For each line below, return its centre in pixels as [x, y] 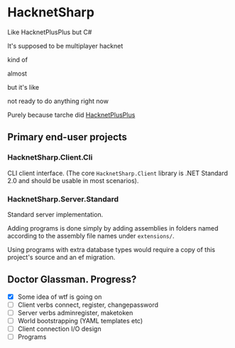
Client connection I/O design [59, 329]
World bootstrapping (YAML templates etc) [80, 320]
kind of [18, 59]
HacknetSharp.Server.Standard [63, 199]
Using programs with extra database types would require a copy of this [111, 249]
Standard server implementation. [55, 214]
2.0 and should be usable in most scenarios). [73, 180]
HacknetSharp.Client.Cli [50, 157]
